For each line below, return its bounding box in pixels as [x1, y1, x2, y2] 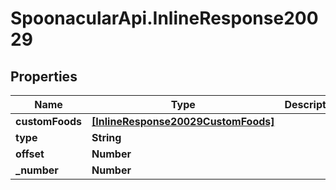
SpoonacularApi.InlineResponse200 [10, 7, 319, 30]
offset [15, 147, 45, 161]
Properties [10, 68, 78, 85]
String [91, 131, 122, 144]
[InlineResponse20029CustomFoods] [91, 115, 275, 128]
